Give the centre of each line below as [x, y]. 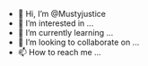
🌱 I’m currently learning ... [65, 33]
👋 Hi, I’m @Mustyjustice [61, 14]
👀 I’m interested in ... [56, 23]
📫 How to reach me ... [59, 52]
